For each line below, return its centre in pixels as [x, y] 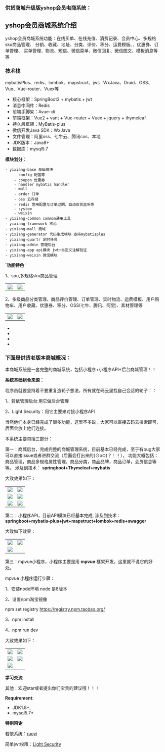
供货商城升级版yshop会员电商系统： [48, 7]
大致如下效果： [20, 531]
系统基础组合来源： [25, 380]
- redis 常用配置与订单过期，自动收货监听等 [54, 205]
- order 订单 [27, 194]
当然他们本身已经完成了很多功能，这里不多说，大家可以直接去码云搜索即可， [83, 422]
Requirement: [20, 698]
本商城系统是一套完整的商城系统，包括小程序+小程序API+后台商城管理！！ [81, 369]
